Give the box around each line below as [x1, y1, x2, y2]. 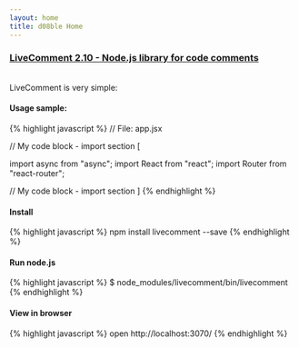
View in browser [9, 308, 73, 318]
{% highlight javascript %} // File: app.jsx [9, 124, 163, 134]
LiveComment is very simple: [9, 82, 118, 93]
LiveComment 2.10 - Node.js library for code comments [9, 52, 259, 65]
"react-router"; [9, 168, 65, 178]
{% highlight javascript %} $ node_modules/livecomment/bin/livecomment [9, 277, 288, 288]
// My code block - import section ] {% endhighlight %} [9, 185, 216, 196]
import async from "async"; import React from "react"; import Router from [9, 158, 287, 169]
